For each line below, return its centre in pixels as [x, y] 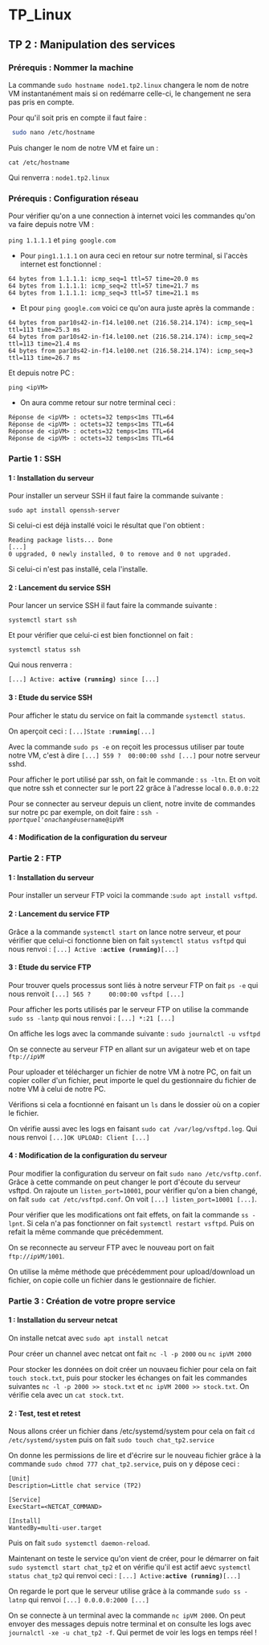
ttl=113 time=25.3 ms [45, 330]
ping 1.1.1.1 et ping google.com [62, 240]
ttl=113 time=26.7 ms [45, 358]
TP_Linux [40, 15]
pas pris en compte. [41, 101]
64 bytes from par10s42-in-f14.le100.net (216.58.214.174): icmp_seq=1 [130, 323]
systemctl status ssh [45, 650]
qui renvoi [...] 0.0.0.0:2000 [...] [89, 1600]
